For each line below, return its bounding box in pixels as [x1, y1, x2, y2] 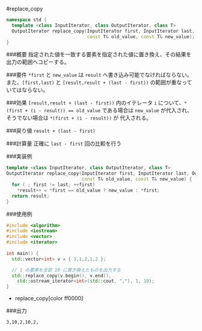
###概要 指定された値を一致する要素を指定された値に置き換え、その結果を [6, 51, 192, 58]
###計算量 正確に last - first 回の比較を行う [6, 140, 122, 147]
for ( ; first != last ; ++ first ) [11, 182, 96, 188]
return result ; [11, 193, 50, 199]
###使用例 [6, 210, 32, 217]
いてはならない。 [6, 86, 49, 94]
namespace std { [6, 17, 47, 23]
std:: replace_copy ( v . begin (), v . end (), [11, 272, 112, 278]
